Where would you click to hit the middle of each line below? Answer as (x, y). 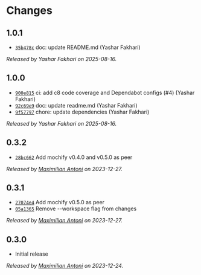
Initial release (31, 254)
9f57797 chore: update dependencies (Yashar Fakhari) (82, 112)
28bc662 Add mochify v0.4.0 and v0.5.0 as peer (74, 157)
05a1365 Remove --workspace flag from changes (76, 209)
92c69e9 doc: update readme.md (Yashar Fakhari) (76, 105)
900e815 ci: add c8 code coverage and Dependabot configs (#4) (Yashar (105, 92)
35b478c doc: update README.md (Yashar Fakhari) (78, 47)
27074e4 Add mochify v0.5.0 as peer (59, 202)
